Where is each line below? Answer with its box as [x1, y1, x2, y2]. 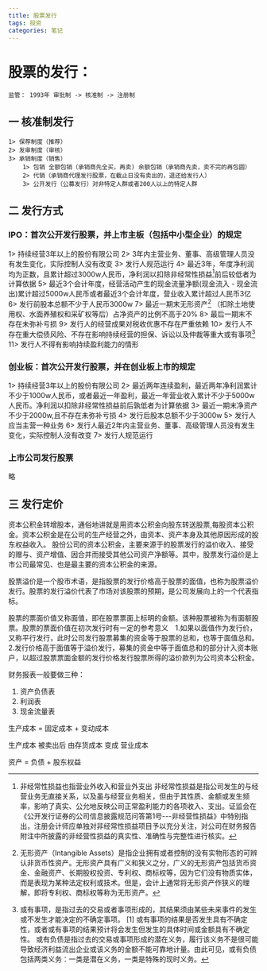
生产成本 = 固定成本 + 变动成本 [8, 724, 110, 733]
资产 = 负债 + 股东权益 [8, 757, 82, 767]
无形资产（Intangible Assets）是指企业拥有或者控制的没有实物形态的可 [19, 848, 251, 858]
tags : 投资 [8, 19, 42, 27]
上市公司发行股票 [8, 452, 74, 463]
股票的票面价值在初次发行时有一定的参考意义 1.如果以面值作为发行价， [21, 623, 257, 633]
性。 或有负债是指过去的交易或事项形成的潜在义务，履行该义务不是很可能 [19, 934, 259, 944]
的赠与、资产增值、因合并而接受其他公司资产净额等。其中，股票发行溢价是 [8, 550, 252, 559]
